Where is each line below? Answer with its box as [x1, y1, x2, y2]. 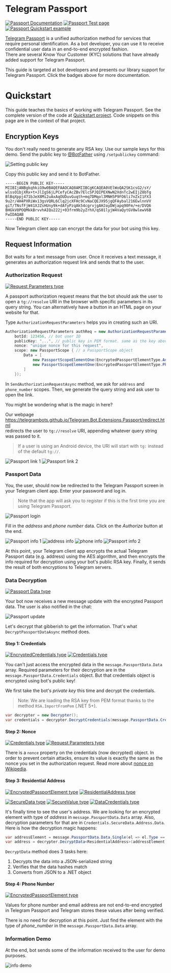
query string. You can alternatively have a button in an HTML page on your [5, 304, 162, 310]
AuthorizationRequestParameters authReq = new [5, 329, 106, 334]
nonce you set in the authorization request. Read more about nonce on [5, 760, 154, 766]
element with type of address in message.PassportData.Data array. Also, [5, 814, 155, 820]
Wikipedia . [5, 766, 27, 772]
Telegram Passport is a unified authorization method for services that [5, 35, 151, 41]
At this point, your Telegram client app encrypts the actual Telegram [5, 548, 148, 554]
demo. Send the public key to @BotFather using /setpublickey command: [5, 151, 160, 157]
